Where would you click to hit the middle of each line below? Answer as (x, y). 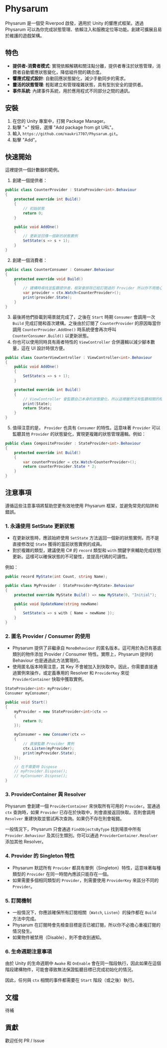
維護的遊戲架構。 (27, 35)
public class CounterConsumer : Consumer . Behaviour (60, 269)
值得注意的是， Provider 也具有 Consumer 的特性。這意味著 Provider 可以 (86, 428)
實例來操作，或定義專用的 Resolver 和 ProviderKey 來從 (73, 673)
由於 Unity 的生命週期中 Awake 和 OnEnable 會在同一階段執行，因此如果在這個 (83, 963)
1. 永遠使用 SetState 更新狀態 (40, 526)
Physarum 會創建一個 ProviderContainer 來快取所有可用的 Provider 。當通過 (83, 806)
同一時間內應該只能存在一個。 (81, 874)
